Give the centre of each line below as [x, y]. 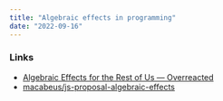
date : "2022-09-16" [46, 26]
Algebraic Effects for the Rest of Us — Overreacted [118, 77]
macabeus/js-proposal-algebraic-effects [98, 87]
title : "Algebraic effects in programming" [93, 18]
